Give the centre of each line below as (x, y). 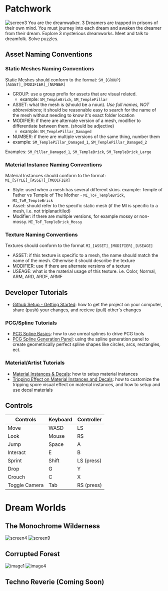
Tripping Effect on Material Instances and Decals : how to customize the (86, 379)
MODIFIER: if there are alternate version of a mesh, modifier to (76, 121)
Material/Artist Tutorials (35, 363)
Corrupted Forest (32, 554)
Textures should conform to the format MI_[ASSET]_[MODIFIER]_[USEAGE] (79, 246)
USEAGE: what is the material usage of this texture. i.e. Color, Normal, (84, 271)
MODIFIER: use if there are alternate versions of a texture (71, 266)
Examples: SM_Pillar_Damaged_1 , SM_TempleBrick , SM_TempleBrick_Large (78, 152)
